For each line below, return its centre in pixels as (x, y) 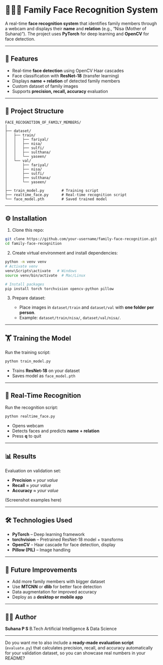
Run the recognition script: (32, 407)
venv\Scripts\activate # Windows (41, 271)
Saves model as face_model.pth (44, 376)
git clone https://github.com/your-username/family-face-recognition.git (81, 239)
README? (15, 658)
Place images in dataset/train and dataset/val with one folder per (87, 307)
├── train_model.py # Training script (52, 190)
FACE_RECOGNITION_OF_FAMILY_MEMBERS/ (43, 122)
